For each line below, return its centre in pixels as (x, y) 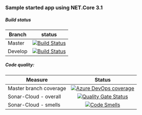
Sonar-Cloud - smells (34, 104)
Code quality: (20, 65)
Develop (18, 51)
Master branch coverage (37, 88)
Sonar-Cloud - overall (35, 96)
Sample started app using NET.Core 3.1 (54, 8)
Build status (18, 20)
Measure (37, 80)
